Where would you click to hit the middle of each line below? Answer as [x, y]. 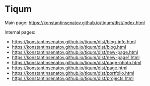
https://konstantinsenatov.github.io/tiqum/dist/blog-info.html [74, 42]
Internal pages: [20, 32]
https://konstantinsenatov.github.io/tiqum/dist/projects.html [73, 78]
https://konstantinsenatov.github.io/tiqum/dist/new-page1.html [76, 57]
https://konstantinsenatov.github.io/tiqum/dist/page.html [70, 68]
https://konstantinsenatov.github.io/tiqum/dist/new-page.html [75, 52]
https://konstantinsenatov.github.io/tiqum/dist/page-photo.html [76, 62]
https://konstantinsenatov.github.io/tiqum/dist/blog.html [69, 47]
